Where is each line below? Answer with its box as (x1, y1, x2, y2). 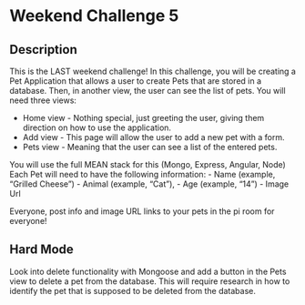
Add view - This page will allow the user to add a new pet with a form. (22, 132, 285, 142)
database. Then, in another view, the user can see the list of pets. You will (9, 86, 286, 96)
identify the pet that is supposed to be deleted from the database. (9, 285, 257, 296)
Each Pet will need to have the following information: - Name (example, (9, 169, 276, 179)
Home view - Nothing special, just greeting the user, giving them (22, 113, 265, 123)
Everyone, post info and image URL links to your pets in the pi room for (9, 206, 275, 217)
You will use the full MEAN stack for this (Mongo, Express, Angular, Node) (9, 159, 287, 169)
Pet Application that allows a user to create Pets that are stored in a (9, 76, 262, 86)
